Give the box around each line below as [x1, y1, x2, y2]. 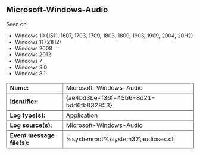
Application [65, 111, 98, 119]
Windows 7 [14, 57, 43, 64]
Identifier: [10, 97, 39, 106]
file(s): [10, 138, 29, 147]
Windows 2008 [14, 45, 52, 52]
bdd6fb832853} [65, 101, 112, 109]
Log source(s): [10, 121, 52, 129]
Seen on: [6, 20, 29, 27]
